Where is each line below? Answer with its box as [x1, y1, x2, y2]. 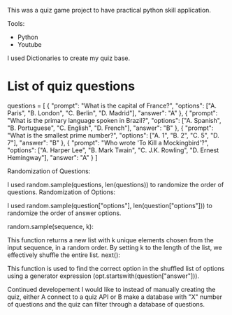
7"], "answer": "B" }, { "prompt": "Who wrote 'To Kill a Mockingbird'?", [7, 138, 209, 147]
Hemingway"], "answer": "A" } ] [7, 153, 98, 161]
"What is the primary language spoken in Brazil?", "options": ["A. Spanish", [7, 116, 222, 124]
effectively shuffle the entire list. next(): [7, 251, 121, 259]
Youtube [17, 41, 42, 48]
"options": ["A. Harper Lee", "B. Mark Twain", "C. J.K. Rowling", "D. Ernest [7, 146, 219, 154]
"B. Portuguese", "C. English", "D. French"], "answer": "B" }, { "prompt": [7, 124, 214, 132]
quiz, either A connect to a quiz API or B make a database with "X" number [7, 293, 222, 301]
